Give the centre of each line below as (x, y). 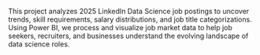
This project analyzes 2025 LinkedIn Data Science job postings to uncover (129, 11)
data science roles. (39, 44)
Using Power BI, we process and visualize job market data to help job (120, 27)
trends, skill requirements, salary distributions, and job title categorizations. (130, 19)
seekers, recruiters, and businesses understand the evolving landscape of (128, 36)
